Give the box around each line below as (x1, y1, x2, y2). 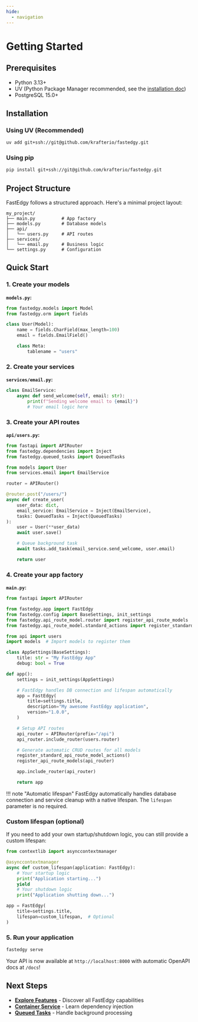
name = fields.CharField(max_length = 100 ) (16, 327, 120, 333)
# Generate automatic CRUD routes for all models (16, 747, 141, 753)
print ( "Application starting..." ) (16, 875, 101, 881)
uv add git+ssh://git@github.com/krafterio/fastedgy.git (6, 139, 149, 145)
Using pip (6, 153, 34, 161)
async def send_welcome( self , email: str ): (16, 393, 126, 399)
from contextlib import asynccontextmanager (6, 849, 117, 855)
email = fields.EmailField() (16, 332, 88, 339)
